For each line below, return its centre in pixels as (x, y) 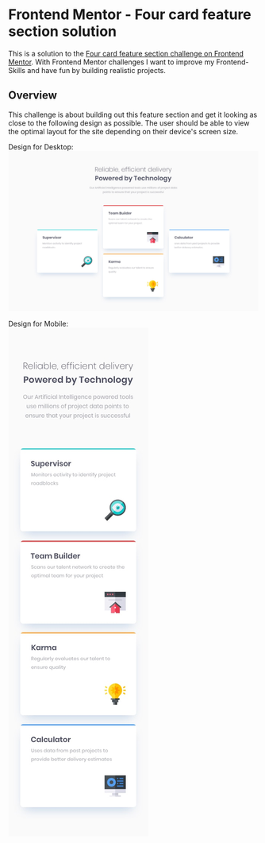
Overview (33, 96)
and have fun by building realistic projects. (97, 70)
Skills (17, 70)
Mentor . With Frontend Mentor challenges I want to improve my (111, 62)
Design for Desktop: (41, 147)
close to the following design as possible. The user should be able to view (129, 123)
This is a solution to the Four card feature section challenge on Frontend (126, 53)
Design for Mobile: (38, 324)
